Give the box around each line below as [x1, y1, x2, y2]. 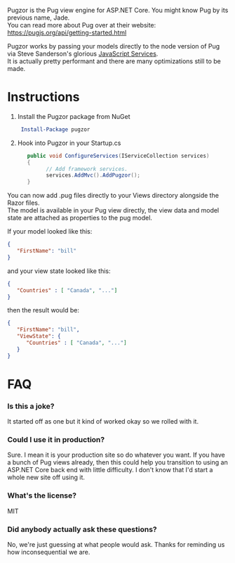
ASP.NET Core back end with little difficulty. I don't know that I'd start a [7, 466, 213, 474]
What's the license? [7, 491, 77, 500]
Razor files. [7, 198, 40, 207]
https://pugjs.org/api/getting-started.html [7, 28, 127, 37]
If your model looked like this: [7, 227, 93, 236]
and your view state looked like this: [7, 267, 111, 275]
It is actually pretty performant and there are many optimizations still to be [7, 57, 221, 65]
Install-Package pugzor [20, 126, 90, 133]
